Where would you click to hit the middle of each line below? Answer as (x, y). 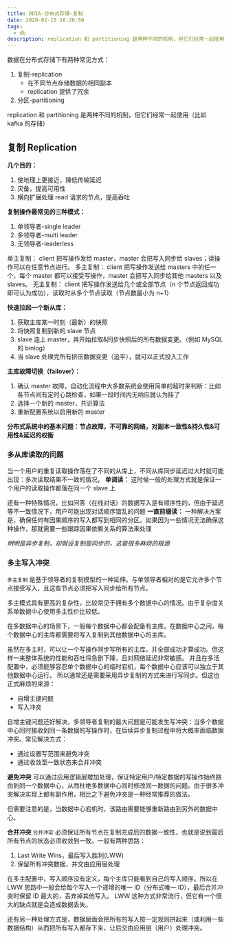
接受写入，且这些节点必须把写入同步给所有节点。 (82, 588)
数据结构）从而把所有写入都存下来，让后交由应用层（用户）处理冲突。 (107, 928)
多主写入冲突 (29, 563)
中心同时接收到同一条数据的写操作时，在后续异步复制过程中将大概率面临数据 (115, 730)
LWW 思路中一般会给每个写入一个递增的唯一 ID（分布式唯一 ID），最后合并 (112, 887)
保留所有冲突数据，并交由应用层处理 (68, 864)
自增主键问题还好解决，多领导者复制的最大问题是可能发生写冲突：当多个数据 (115, 721)
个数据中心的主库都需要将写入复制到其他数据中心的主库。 (88, 635)
